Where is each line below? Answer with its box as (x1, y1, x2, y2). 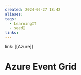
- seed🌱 (9, 26, 26, 31)
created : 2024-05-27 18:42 (5, 7, 61, 12)
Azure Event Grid (5, 61, 77, 72)
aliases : (5, 12, 23, 17)
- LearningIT (9, 21, 37, 26)
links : (5, 30, 19, 35)
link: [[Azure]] (5, 44, 34, 49)
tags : (5, 16, 16, 21)
